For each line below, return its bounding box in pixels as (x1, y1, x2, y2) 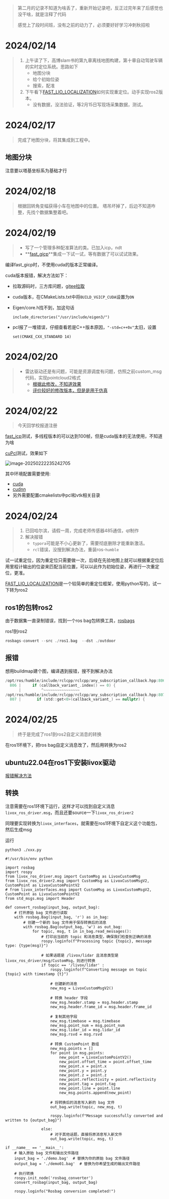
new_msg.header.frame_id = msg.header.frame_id (50, 1004, 152, 1010)
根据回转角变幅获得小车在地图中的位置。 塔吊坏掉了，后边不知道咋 (17, 203, 156, 209)
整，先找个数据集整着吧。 (17, 209, 71, 215)
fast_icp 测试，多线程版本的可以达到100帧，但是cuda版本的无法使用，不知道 (5, 433, 162, 439)
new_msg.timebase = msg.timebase (50, 1018, 121, 1024)
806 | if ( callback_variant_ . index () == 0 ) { (10, 683, 116, 688)
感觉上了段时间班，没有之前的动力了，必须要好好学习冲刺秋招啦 (17, 22, 150, 28)
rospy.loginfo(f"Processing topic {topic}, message (41, 938, 152, 944)
